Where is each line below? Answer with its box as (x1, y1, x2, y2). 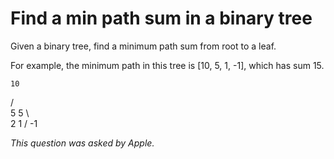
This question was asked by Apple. (10, 137, 155, 149)
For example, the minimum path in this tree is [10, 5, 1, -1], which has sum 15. (10, 59, 325, 71)
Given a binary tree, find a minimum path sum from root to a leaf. (10, 40, 277, 52)
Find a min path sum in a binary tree (10, 7, 313, 30)
